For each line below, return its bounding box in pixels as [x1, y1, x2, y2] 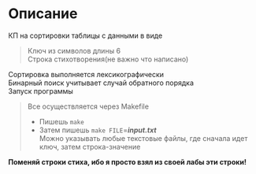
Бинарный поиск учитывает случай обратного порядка [8, 78, 195, 87]
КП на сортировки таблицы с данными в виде [8, 31, 163, 40]
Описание [8, 5, 78, 23]
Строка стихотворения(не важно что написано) [27, 54, 189, 64]
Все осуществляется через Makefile [27, 102, 150, 111]
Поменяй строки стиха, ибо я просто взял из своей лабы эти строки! [8, 157, 247, 166]
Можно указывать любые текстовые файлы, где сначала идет [39, 133, 248, 143]
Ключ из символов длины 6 [27, 46, 121, 55]
